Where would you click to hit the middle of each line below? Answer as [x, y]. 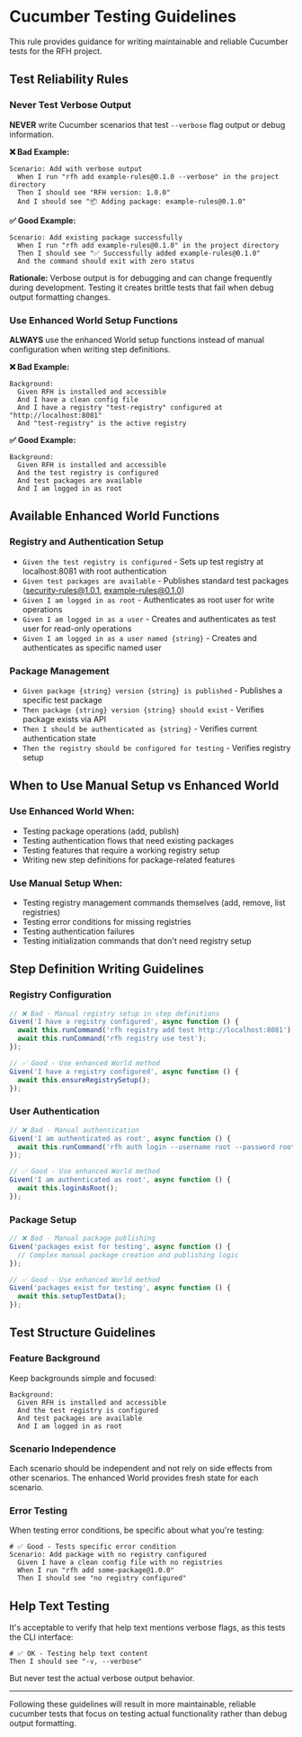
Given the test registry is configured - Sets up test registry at [143, 561]
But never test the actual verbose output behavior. [102, 1678]
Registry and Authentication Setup [87, 542]
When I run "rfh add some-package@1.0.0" [96, 1570]
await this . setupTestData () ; [72, 1297]
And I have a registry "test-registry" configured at [120, 407]
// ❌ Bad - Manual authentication [74, 1130]
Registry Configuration [61, 995]
